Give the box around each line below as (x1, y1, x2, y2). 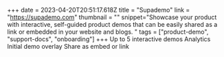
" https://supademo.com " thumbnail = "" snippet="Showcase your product (7, 13, 217, 21)
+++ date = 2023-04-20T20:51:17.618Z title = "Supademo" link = (7, 6, 190, 14)
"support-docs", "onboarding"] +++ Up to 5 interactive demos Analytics (7, 35, 211, 43)
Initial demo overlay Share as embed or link (7, 43, 129, 50)
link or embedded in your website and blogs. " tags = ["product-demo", (7, 27, 209, 36)
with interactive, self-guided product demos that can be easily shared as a (7, 21, 218, 28)
